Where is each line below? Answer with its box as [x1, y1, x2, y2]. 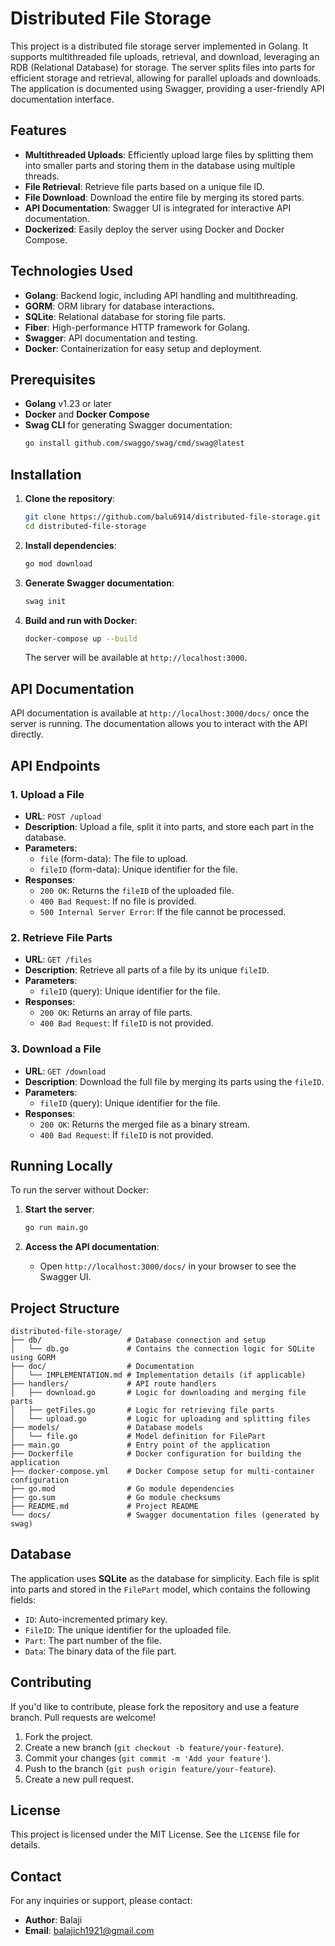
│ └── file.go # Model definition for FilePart [10, 1432, 267, 1442]
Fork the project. [24, 1730, 94, 1742]
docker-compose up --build [24, 633, 138, 644]
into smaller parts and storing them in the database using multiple [24, 159, 296, 171]
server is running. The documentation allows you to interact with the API [10, 718, 308, 730]
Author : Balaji [24, 1914, 83, 1926]
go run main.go [24, 1223, 89, 1233]
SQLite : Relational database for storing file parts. [24, 310, 227, 322]
